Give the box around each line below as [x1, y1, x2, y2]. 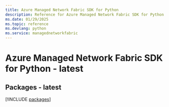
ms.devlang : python [5, 26, 47, 31]
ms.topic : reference [5, 21, 49, 27]
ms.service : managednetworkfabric [5, 31, 78, 36]
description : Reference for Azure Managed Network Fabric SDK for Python [5, 12, 164, 17]
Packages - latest [5, 83, 62, 91]
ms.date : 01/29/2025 [5, 17, 49, 22]
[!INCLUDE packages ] [5, 96, 51, 102]
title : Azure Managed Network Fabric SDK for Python [5, 7, 119, 13]
